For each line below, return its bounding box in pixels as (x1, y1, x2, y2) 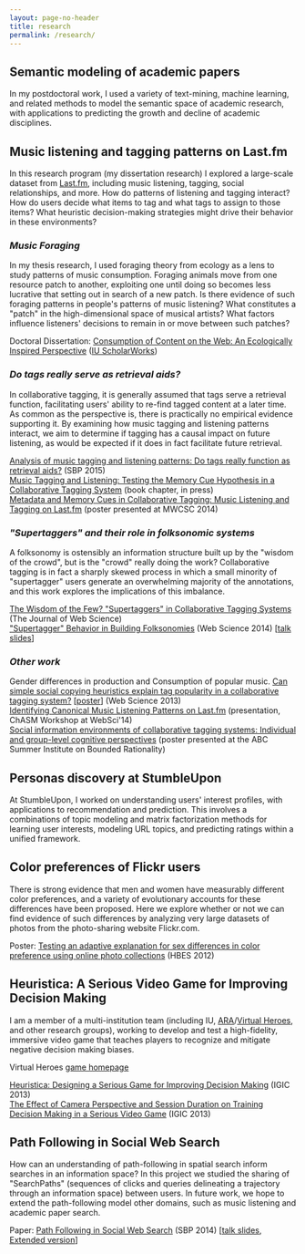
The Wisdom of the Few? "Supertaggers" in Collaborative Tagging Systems (9, 603, 292, 614)
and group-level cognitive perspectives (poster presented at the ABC (9, 734, 269, 745)
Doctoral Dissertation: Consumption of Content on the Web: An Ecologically (9, 336, 293, 347)
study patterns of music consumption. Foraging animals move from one (9, 270, 278, 281)
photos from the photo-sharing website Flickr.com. (9, 922, 200, 933)
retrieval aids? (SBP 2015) (9, 464, 107, 475)
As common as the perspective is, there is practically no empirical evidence (9, 408, 293, 420)
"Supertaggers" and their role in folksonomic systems (9, 526, 255, 539)
